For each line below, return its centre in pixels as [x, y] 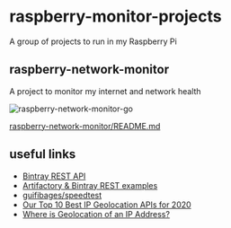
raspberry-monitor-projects [115, 17]
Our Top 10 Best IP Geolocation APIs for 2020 [107, 205]
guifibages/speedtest [62, 195]
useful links [43, 154]
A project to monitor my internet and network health [105, 91]
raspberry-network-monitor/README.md [85, 126]
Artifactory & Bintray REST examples [90, 185]
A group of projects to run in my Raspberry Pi [93, 41]
